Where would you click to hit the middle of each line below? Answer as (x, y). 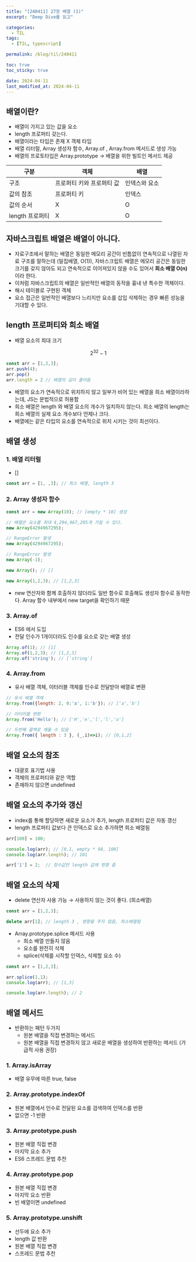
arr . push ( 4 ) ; (22, 369)
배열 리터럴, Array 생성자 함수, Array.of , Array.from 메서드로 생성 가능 (96, 149)
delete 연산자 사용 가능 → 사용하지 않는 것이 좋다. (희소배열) (83, 900)
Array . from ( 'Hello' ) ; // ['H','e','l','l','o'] (65, 719)
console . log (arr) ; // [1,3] (40, 982)
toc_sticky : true (27, 70)
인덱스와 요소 (142, 183)
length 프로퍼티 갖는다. (41, 134)
